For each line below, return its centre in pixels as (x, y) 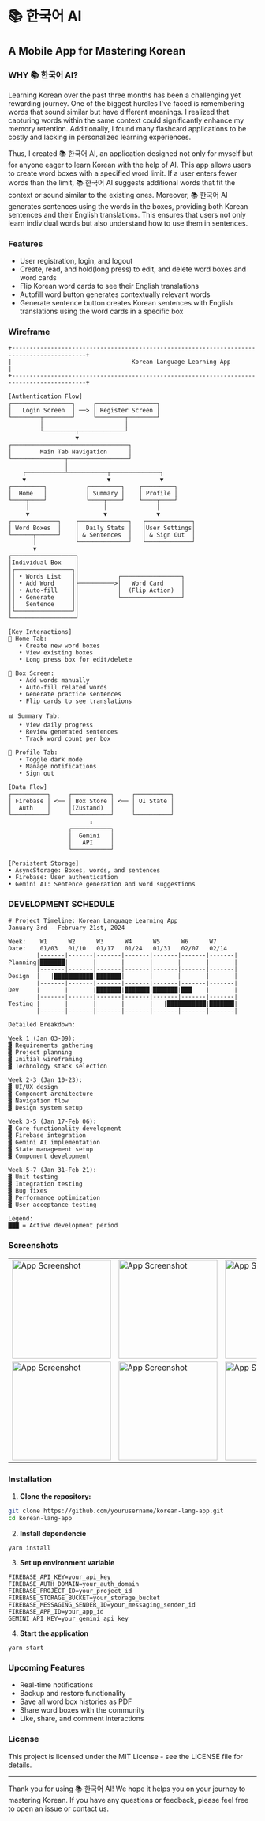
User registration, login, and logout (76, 261)
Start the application (54, 1633)
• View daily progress (56, 725)
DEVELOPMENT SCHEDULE (62, 905)
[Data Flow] (28, 787)
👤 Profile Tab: (33, 753)
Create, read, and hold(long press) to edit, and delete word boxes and (133, 269)
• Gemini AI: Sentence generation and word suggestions (102, 884)
